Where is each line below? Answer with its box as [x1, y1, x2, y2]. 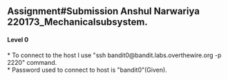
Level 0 [7, 35, 29, 43]
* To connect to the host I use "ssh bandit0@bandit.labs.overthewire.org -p [7, 51, 222, 59]
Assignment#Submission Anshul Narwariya [7, 6, 200, 17]
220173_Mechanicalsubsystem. [7, 17, 149, 28]
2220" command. [7, 58, 57, 66]
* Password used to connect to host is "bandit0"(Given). [7, 66, 167, 74]
